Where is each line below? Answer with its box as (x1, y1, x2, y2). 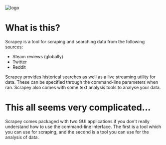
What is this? (5, 22, 61, 33)
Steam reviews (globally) (12, 53, 64, 59)
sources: (5, 44, 23, 50)
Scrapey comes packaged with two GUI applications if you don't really (5, 118, 150, 124)
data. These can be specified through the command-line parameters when (5, 79, 159, 85)
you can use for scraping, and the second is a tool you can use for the (5, 129, 149, 135)
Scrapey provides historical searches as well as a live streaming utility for (5, 74, 156, 80)
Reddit (12, 64, 26, 70)
